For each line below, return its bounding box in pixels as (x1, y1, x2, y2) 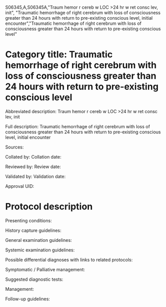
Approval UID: (5, 183, 34, 189)
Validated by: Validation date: (5, 173, 66, 179)
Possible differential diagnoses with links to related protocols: (5, 257, 133, 263)
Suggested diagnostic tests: (5, 276, 64, 282)
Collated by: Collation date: (5, 153, 62, 160)
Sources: (5, 144, 24, 150)
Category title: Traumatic (5, 49, 113, 60)
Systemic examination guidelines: (5, 247, 75, 253)
